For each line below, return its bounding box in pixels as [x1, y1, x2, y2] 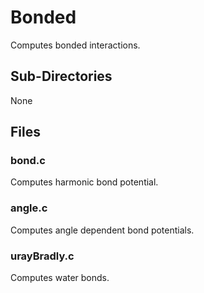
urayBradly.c [10, 249, 75, 263]
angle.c [10, 201, 48, 215]
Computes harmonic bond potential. [10, 176, 159, 188]
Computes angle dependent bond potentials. [10, 224, 195, 236]
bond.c [10, 154, 46, 168]
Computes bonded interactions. [10, 39, 141, 51]
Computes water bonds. [10, 272, 110, 284]
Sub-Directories [10, 68, 113, 85]
